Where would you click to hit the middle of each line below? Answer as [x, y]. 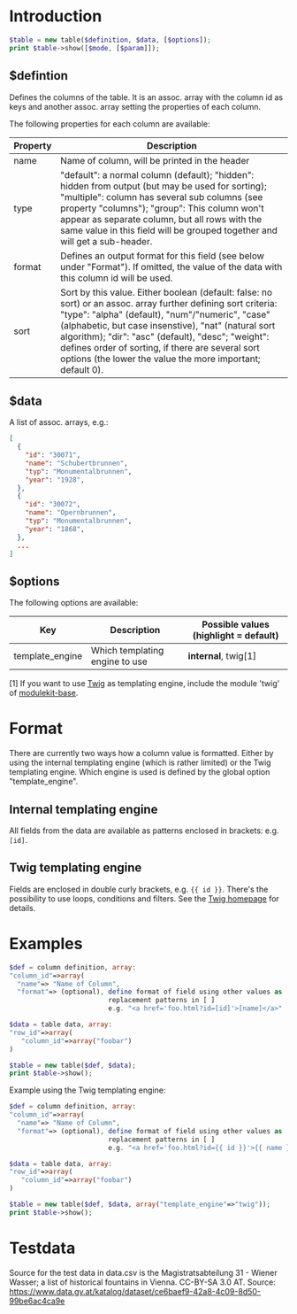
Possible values [236, 624]
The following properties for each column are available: [110, 124]
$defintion [39, 76]
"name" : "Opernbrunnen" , [71, 513]
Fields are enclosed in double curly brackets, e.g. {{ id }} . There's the [139, 889]
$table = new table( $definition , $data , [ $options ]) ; [110, 40]
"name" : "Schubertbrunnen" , [76, 463]
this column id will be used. [117, 278]
